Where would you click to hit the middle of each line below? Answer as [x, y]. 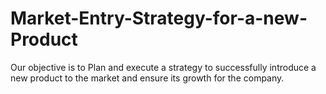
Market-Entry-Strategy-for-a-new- [159, 18]
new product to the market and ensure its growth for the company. [147, 78]
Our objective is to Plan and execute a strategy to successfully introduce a [163, 67]
